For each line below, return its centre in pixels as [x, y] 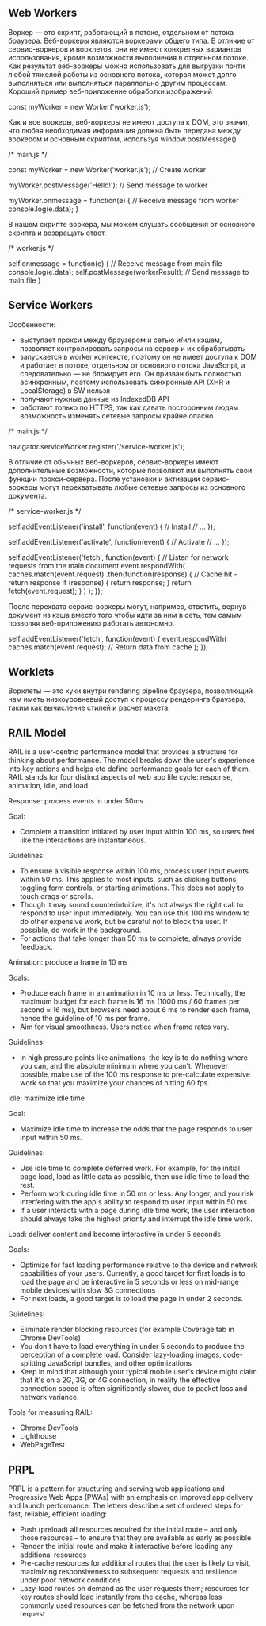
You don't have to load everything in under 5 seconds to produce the [132, 1347]
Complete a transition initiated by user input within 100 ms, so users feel [137, 832]
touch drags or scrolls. [56, 896]
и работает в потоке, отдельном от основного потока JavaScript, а [132, 365]
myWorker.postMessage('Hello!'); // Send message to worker [108, 185]
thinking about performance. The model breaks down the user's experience [131, 761]
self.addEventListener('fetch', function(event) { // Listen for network [119, 557]
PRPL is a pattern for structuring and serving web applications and [117, 1489]
